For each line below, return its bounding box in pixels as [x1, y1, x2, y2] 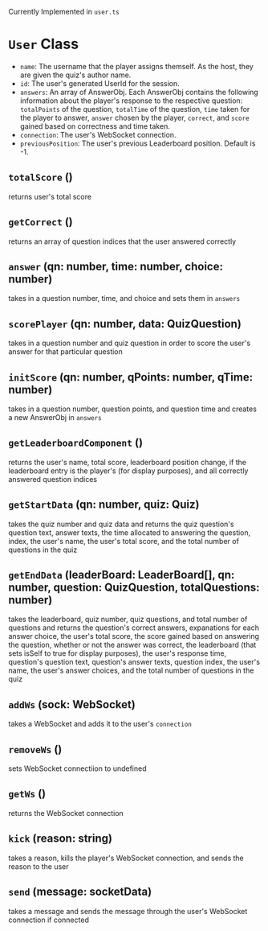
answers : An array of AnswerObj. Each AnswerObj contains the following [19, 87, 258, 97]
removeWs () [8, 742, 63, 756]
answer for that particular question [8, 347, 123, 356]
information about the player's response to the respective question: [19, 96, 243, 105]
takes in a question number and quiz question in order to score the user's [8, 338, 251, 348]
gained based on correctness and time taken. [19, 121, 170, 131]
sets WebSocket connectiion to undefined [8, 764, 147, 773]
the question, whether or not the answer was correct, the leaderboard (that [8, 640, 257, 650]
